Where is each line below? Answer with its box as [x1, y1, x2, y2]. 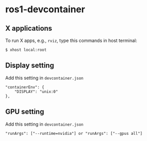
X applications [5, 24, 53, 33]
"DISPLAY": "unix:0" [14, 89, 58, 94]
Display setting [5, 61, 55, 70]
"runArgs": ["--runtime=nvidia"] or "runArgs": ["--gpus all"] [5, 131, 143, 136]
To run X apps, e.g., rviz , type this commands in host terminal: [5, 37, 137, 43]
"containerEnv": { [5, 84, 44, 90]
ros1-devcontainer [5, 4, 85, 15]
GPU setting [5, 107, 44, 116]
